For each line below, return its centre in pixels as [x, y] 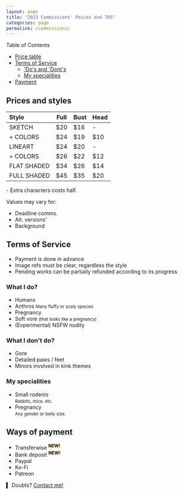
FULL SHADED [30, 176]
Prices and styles [39, 101]
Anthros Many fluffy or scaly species [54, 306]
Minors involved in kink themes [53, 366]
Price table [28, 56]
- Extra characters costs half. [42, 190]
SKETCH [21, 127]
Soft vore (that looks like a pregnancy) [56, 319]
